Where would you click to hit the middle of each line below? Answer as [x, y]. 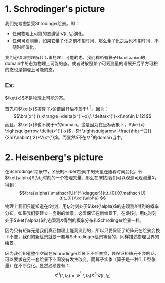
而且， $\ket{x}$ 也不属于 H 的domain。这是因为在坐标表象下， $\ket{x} [75, 125]
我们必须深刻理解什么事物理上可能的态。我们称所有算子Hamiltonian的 [75, 57]
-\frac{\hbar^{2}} [134, 131]
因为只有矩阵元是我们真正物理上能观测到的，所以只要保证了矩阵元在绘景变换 [82, 231]
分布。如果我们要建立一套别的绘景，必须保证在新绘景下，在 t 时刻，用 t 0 [77, 214]
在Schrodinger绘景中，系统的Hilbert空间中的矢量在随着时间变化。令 [74, 171]
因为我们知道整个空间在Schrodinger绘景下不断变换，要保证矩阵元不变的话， [82, 254]
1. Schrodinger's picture [55, 9]
